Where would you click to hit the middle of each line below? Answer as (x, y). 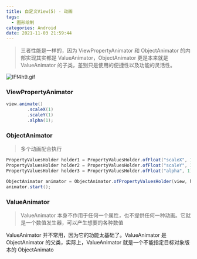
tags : (13, 17)
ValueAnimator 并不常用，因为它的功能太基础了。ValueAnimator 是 (86, 235)
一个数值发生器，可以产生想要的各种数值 (74, 222)
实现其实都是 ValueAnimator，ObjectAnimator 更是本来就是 (97, 58)
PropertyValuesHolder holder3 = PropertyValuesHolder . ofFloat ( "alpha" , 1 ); (101, 171)
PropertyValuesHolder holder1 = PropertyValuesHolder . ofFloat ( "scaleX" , (97, 160)
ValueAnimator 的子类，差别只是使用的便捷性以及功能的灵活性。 (98, 65)
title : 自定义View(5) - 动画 (40, 11)
